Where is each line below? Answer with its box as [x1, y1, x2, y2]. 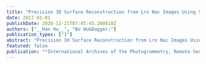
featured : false [6, 43, 48, 49]
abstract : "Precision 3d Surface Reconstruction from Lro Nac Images [6, 37, 188, 43]
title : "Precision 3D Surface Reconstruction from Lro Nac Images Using [6, 9, 196, 15]
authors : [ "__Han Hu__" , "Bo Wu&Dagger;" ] [6, 26, 116, 32]
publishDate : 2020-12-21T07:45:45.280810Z [6, 20, 116, 26]
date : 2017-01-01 [6, 15, 51, 21]
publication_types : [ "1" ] [6, 32, 72, 38]
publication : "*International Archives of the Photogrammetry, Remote [6, 49, 191, 55]
